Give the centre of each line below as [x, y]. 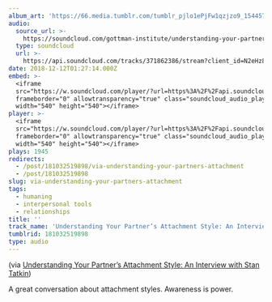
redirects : [27, 159]
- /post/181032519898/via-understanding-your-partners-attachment [130, 167]
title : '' [25, 219]
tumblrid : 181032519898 [49, 234]
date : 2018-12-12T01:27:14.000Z [63, 69]
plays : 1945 [28, 151]
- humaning [34, 196]
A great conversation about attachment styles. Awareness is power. [121, 289]
